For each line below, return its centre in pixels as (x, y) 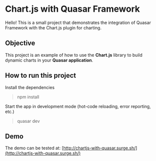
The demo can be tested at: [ (34, 148)
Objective (20, 43)
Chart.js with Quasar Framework (73, 9)
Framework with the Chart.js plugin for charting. (53, 27)
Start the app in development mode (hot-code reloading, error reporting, (78, 106)
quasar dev (28, 121)
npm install (28, 97)
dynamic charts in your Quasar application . (49, 60)
